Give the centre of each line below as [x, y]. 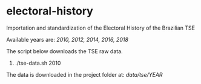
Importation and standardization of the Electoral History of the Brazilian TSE [101, 28]
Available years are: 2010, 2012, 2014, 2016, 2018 [68, 39]
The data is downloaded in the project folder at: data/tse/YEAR [84, 74]
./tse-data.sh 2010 [38, 63]
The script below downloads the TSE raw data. [64, 51]
